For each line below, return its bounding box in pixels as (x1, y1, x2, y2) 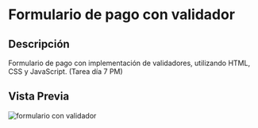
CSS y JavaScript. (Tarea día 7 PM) (8, 67, 123, 76)
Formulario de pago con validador (8, 6, 236, 24)
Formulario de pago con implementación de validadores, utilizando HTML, (8, 58, 251, 68)
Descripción (8, 37, 70, 51)
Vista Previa (8, 90, 70, 103)
